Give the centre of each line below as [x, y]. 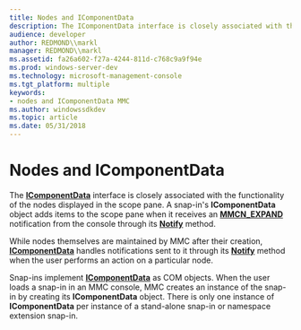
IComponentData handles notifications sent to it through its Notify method [147, 250]
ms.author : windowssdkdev [57, 109]
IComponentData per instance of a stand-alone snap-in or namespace [140, 306]
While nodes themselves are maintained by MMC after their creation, [136, 241]
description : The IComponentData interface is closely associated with [146, 26]
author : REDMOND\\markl [54, 43]
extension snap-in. [44, 316]
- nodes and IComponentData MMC [69, 101]
